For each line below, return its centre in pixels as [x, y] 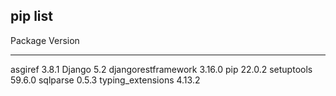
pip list [31, 16]
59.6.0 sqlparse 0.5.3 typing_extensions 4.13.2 [105, 80]
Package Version [45, 40]
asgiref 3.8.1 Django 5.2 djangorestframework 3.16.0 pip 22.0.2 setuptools [161, 69]
